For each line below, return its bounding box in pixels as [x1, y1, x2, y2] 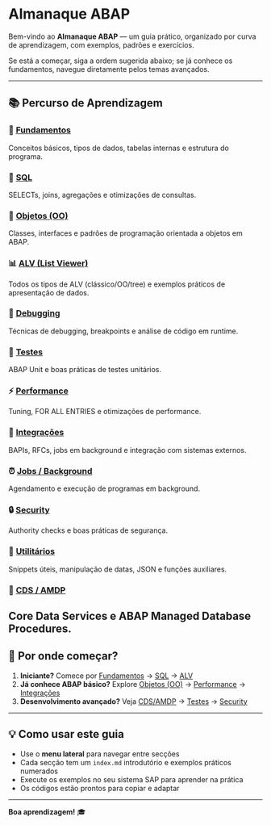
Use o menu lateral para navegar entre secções [19, 748, 180, 759]
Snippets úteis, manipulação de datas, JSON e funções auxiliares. [8, 564, 227, 574]
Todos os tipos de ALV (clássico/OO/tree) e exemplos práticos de [8, 279, 226, 289]
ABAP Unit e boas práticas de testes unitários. [8, 365, 162, 375]
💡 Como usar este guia [8, 727, 125, 741]
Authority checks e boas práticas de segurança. [8, 526, 169, 535]
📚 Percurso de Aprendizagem [8, 96, 163, 110]
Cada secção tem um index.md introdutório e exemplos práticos [19, 757, 231, 767]
